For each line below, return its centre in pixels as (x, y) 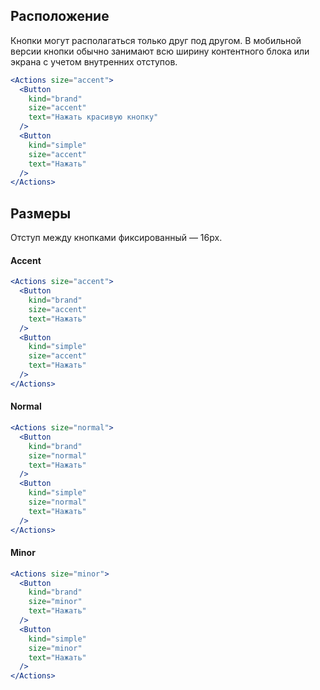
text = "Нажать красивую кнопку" (93, 117)
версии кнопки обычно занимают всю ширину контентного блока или (160, 51)
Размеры (41, 213)
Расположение (60, 16)
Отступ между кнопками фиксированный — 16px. (116, 238)
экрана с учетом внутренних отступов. (94, 61)
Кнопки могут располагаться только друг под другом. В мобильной (156, 40)
